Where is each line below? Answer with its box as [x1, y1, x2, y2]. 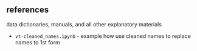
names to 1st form [15, 38, 60, 46]
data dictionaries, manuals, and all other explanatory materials [6, 20, 162, 28]
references [6, 5, 49, 15]
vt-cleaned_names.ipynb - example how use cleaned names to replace [15, 32, 192, 40]
